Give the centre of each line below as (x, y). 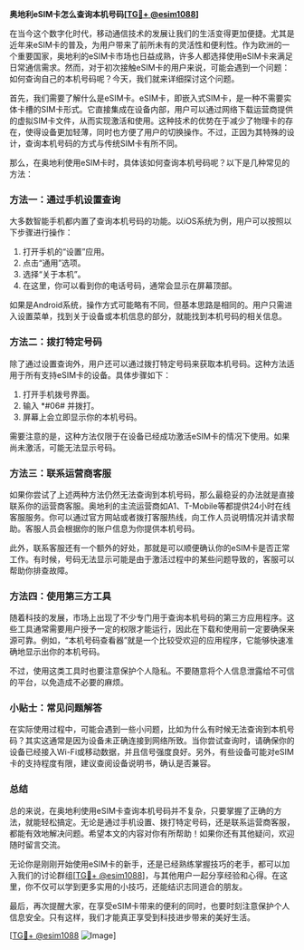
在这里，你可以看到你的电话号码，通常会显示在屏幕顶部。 (129, 286)
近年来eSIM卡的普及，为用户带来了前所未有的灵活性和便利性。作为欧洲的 (146, 45)
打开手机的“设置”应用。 (66, 252)
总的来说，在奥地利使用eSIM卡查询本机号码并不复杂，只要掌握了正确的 (142, 810)
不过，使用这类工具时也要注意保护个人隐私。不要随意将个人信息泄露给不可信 (152, 671)
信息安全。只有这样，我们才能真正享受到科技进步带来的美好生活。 (132, 917)
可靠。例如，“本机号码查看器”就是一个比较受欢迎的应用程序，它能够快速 (152, 640)
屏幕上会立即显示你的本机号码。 (82, 417)
